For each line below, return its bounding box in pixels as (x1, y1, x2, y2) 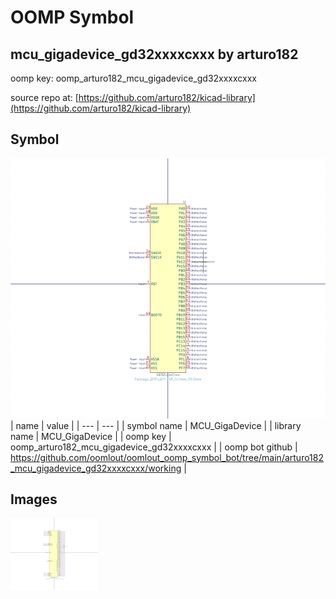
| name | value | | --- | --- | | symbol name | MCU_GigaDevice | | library (10, 419, 302, 431)
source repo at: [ (10, 92, 79, 103)
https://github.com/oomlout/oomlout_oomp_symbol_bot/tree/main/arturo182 (10, 451, 324, 463)
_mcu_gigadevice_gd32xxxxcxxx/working (10, 462, 182, 474)
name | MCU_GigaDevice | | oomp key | (10, 430, 172, 442)
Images (10, 491, 58, 508)
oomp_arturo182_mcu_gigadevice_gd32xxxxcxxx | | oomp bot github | (10, 441, 298, 453)
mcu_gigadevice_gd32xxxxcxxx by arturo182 (10, 46, 299, 63)
